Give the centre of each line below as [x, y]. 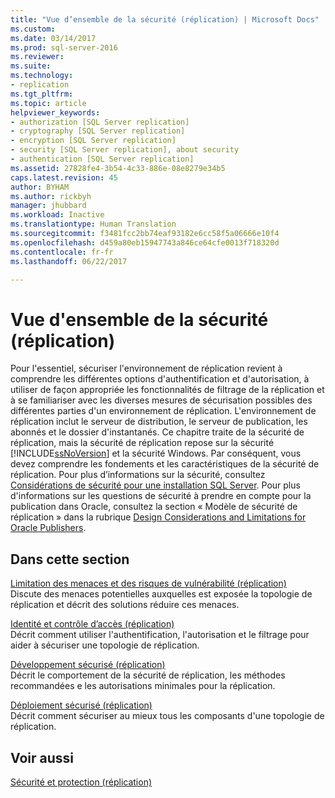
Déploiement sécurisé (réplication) [81, 705]
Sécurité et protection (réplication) [81, 782]
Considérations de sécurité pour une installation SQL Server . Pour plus [155, 485]
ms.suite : [31, 66]
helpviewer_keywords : [55, 112]
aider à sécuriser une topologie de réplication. [105, 645]
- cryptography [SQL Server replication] [98, 131]
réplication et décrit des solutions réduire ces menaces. [125, 605]
